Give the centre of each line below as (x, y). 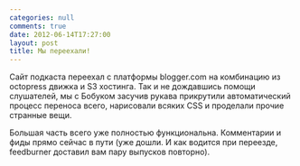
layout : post (34, 43)
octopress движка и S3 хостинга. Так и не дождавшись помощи (132, 87)
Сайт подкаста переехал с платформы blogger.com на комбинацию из (145, 77)
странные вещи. (41, 115)
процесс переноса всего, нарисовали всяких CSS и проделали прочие (147, 106)
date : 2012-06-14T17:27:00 (60, 34)
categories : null (42, 18)
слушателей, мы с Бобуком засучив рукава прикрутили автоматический (150, 97)
